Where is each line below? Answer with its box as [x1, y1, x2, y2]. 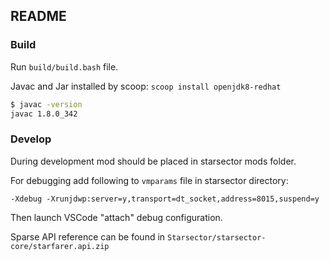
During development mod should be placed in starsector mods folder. [10, 155, 297, 167]
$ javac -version [10, 99, 83, 109]
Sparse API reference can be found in [10, 230, 166, 243]
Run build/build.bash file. [10, 60, 119, 73]
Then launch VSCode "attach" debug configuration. [10, 211, 223, 223]
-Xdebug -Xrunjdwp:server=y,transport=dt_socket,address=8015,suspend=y [10, 194, 320, 204]
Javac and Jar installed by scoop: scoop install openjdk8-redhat [10, 80, 282, 92]
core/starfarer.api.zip [10, 241, 110, 251]
